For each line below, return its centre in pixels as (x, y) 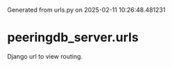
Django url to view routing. (45, 56)
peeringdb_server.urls (73, 38)
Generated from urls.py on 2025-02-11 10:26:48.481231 (86, 10)
